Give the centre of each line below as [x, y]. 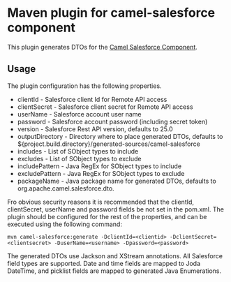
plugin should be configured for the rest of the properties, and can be [107, 216]
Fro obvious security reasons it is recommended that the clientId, [100, 202]
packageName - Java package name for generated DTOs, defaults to [117, 181]
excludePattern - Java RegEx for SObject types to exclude [101, 173]
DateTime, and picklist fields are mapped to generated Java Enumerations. [114, 271]
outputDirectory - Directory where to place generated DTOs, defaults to [120, 136]
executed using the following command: [65, 224]
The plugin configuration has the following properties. [84, 86]
